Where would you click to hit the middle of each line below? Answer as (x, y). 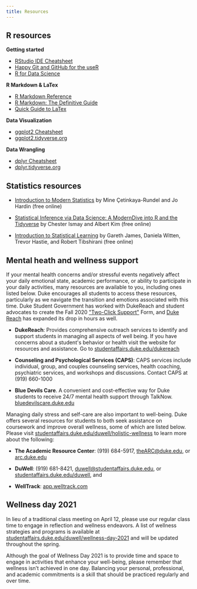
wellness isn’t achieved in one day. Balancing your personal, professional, (95, 568)
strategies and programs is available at (53, 531)
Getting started (25, 50)
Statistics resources (44, 186)
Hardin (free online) (38, 207)
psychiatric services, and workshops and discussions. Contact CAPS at (101, 373)
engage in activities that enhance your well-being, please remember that (94, 562)
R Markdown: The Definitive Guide (56, 103)
